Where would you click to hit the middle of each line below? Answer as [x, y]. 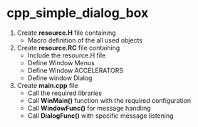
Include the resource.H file [67, 55]
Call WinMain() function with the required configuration [109, 100]
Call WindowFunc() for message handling [89, 108]
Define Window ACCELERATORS [75, 70]
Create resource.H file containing [66, 33]
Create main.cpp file [47, 85]
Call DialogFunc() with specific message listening [100, 116]
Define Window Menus [61, 62]
